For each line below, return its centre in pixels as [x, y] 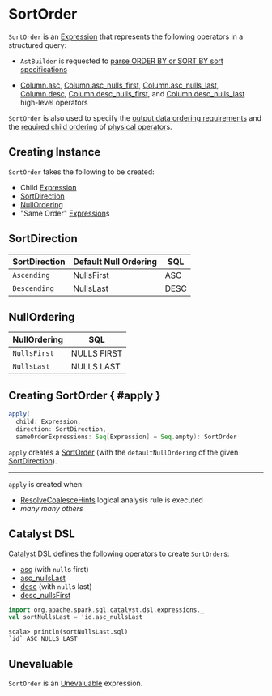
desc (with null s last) [56, 586]
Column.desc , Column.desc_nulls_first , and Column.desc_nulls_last [132, 93]
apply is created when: [46, 484]
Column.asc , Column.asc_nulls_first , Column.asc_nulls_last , [119, 85]
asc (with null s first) [54, 569]
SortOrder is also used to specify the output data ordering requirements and [135, 117]
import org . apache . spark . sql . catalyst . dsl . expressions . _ [106, 610]
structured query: [38, 45]
